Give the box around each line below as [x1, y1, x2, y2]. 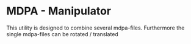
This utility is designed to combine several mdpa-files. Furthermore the [6, 24, 185, 31]
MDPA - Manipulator [6, 4, 112, 18]
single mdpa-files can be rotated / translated [6, 30, 119, 37]
